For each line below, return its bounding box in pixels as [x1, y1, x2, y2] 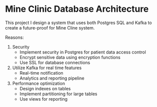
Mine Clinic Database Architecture [5, 3, 149, 15]
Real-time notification [19, 70, 63, 76]
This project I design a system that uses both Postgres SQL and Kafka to [5, 20, 152, 26]
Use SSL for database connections [19, 59, 90, 65]
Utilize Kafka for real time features [12, 65, 82, 71]
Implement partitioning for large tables [19, 91, 97, 97]
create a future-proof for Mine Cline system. [5, 25, 95, 30]
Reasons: [5, 34, 24, 40]
